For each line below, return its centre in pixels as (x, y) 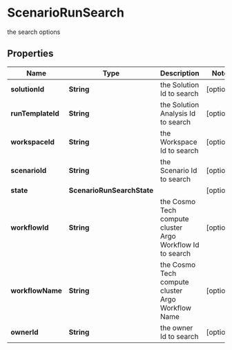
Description (180, 73)
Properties (30, 54)
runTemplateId (35, 113)
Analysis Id (178, 113)
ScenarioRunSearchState (111, 190)
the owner (176, 328)
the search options (34, 32)
